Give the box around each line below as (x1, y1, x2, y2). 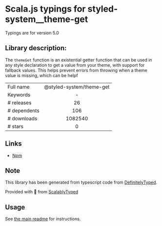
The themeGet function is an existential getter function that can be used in (5, 57, 152, 63)
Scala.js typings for (5, 3, 86, 15)
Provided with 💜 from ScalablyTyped (5, 189, 79, 195)
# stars (7, 123, 23, 130)
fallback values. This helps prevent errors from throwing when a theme (5, 67, 147, 73)
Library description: (5, 44, 67, 52)
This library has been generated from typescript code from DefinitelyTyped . (5, 179, 158, 186)
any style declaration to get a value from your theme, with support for (5, 62, 145, 68)
